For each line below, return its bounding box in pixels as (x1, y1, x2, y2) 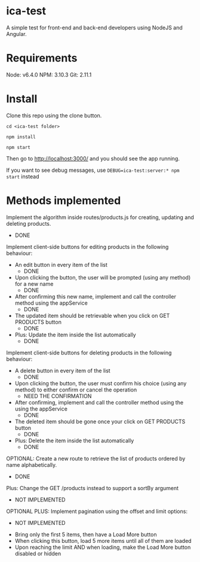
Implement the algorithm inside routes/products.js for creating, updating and (6, 214, 194, 221)
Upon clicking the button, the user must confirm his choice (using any (14, 379, 187, 387)
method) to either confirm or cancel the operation (14, 386, 137, 393)
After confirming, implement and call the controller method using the (14, 399, 184, 406)
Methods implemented (6, 194, 121, 207)
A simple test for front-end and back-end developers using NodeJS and (6, 24, 183, 31)
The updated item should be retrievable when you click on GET (14, 312, 170, 319)
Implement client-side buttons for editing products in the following (6, 243, 169, 250)
